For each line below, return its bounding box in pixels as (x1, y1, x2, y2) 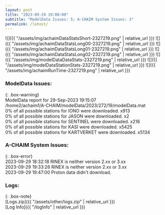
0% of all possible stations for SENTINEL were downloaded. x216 (5, 118, 140, 124)
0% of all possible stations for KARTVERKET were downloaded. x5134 (5, 129, 150, 135)
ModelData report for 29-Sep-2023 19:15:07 (5, 97, 97, 103)
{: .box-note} (5, 193, 32, 199)
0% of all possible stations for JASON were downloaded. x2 (5, 113, 129, 119)
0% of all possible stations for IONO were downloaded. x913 (5, 107, 130, 114)
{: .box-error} (5, 153, 33, 159)
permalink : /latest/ (5, 21, 49, 27)
